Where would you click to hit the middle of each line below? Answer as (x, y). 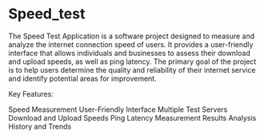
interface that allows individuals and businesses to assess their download (129, 53)
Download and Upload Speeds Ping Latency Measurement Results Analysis (132, 117)
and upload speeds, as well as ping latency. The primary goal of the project (132, 62)
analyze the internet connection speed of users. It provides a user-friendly (131, 44)
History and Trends (40, 126)
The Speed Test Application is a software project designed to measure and (132, 36)
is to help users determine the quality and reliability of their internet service (132, 69)
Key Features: (31, 93)
